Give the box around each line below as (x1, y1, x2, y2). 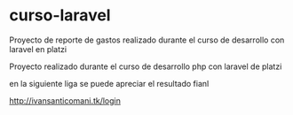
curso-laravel (9, 5, 111, 26)
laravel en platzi (9, 43, 67, 54)
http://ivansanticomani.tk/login (9, 95, 122, 106)
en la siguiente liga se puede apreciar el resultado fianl (9, 78, 210, 88)
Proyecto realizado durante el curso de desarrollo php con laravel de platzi (9, 61, 282, 72)
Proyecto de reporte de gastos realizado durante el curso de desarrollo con (9, 34, 285, 45)
